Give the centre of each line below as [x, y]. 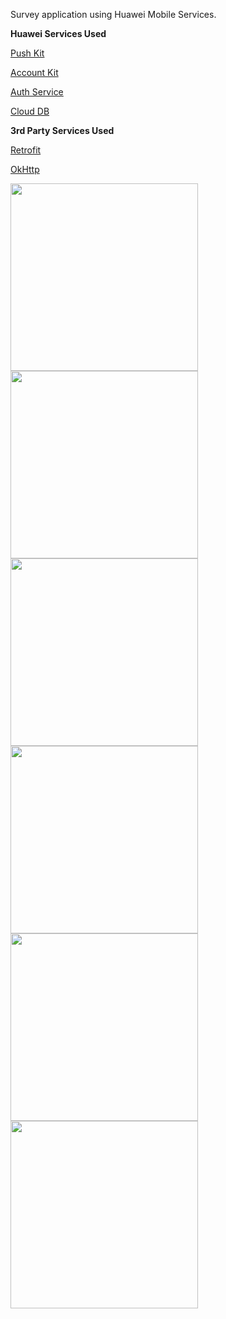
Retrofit [26, 150]
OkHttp [25, 169]
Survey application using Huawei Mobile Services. [113, 14]
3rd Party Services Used [62, 130]
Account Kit [34, 72]
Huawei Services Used [58, 33]
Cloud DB [30, 111]
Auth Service [37, 92]
